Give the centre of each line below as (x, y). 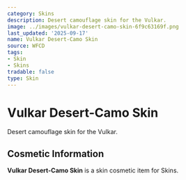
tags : (15, 53)
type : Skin (23, 78)
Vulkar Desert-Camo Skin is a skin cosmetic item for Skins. (93, 170)
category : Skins (31, 14)
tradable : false (31, 72)
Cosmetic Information (56, 154)
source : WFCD (26, 46)
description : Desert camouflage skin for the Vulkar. (87, 20)
